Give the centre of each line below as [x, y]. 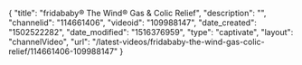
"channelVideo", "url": [50, 42]
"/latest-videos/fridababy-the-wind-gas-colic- [179, 42]
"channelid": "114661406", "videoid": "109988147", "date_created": [132, 23]
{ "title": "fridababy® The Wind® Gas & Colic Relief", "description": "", [137, 13]
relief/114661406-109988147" [63, 51]
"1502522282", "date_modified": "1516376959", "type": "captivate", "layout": [151, 32]
